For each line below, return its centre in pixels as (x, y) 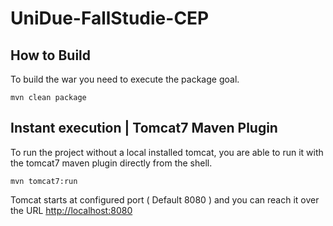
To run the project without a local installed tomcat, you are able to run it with (167, 152)
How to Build (51, 55)
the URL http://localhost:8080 (71, 210)
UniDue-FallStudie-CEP (110, 18)
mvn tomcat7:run (44, 181)
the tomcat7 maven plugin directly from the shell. (111, 163)
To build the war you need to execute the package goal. (125, 79)
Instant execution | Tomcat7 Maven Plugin (144, 128)
